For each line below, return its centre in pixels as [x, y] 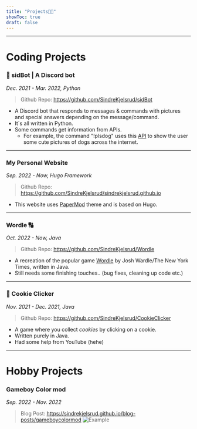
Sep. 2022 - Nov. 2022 [34, 402]
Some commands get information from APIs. [68, 129]
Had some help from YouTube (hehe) [59, 342]
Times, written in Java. [42, 267]
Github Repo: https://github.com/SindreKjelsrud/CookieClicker [96, 318]
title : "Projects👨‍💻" [31, 11]
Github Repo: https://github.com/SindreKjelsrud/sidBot [86, 99]
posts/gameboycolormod [51, 420]
